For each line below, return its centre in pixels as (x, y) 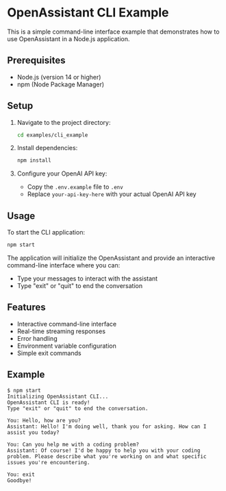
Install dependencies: (47, 148)
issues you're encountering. (49, 462)
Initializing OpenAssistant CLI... (58, 396)
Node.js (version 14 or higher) (59, 77)
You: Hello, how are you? (44, 420)
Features (26, 308)
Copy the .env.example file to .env (75, 187)
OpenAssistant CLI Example (88, 13)
